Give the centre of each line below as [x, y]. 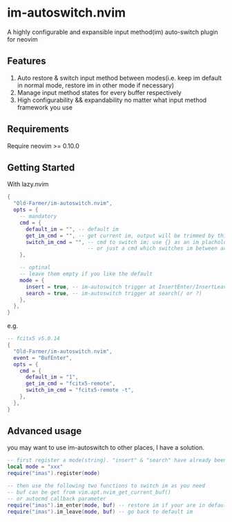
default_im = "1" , [52, 377]
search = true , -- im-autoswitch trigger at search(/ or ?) [114, 293]
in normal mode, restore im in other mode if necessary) [96, 85]
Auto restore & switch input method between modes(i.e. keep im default [119, 78]
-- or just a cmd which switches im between [152, 249]
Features [27, 61]
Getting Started [41, 167]
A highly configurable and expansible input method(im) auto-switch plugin [113, 32]
